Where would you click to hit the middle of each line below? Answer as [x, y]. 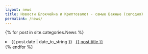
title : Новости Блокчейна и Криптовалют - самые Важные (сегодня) [74, 14]
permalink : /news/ [24, 18]
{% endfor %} [19, 47]
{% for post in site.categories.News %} [45, 33]
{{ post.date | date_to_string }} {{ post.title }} [57, 42]
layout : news [18, 9]
